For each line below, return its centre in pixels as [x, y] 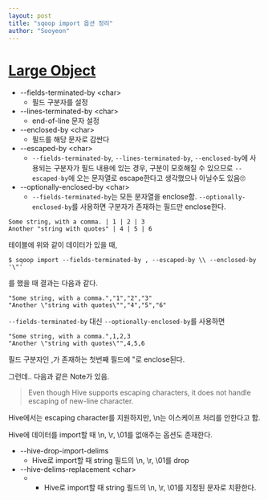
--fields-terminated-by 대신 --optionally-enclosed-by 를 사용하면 [117, 322]
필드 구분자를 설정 [60, 102]
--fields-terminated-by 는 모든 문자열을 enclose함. [114, 197]
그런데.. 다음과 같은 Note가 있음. [59, 377]
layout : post [30, 16]
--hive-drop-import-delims [64, 451]
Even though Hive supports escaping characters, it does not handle [139, 393]
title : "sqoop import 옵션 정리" [61, 23]
